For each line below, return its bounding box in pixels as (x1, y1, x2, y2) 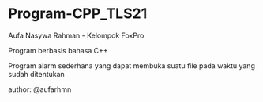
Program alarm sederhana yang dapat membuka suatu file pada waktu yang (8, 60, 255, 71)
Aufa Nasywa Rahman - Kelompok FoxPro (8, 31, 145, 40)
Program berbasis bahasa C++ (8, 46, 108, 55)
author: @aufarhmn (8, 84, 72, 94)
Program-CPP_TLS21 (8, 5, 148, 23)
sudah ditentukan (8, 69, 65, 78)
